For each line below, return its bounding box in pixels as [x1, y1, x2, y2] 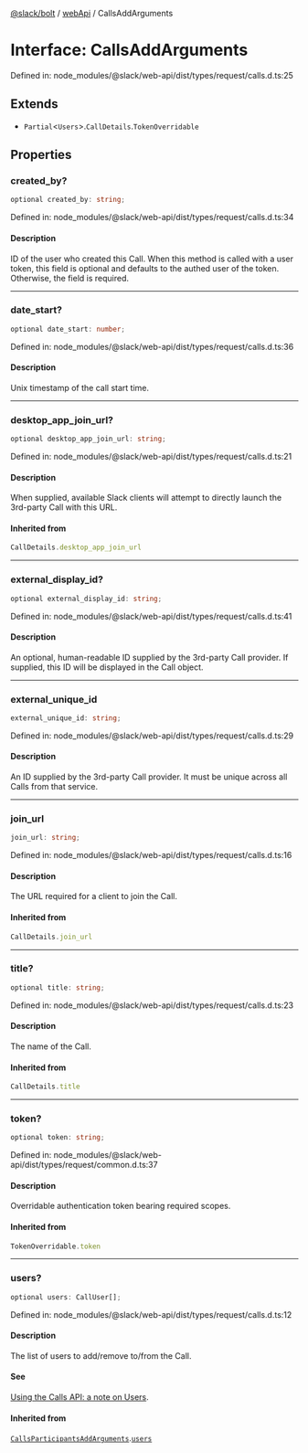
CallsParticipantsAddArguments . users [10, 1433, 153, 1444]
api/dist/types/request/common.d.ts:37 [10, 1160, 158, 1171]
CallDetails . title [10, 1082, 80, 1091]
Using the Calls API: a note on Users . [10, 1392, 149, 1403]
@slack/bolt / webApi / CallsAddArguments [10, 8, 174, 18]
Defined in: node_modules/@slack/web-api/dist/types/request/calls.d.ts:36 [10, 341, 294, 352]
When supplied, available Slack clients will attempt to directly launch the [10, 493, 282, 504]
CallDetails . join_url [10, 932, 93, 941]
